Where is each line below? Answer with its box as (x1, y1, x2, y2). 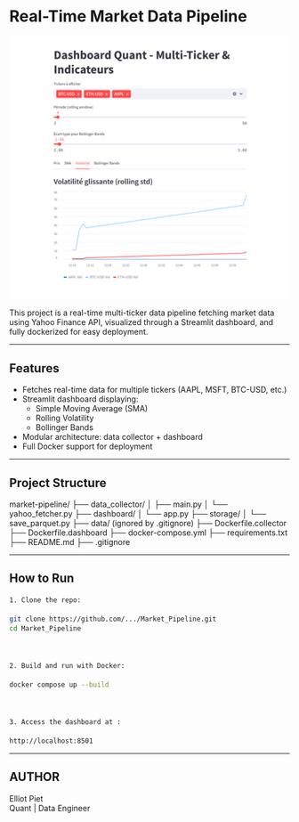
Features (9, 361, 60, 376)
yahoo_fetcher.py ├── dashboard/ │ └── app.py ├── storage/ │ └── (9, 509, 267, 519)
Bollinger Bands (35, 422, 93, 433)
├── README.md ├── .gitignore (9, 537, 131, 548)
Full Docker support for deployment (21, 441, 153, 452)
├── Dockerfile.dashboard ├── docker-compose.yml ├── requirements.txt (9, 527, 287, 538)
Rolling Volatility (35, 412, 94, 424)
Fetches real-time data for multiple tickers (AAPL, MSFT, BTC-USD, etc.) (21, 385, 287, 395)
